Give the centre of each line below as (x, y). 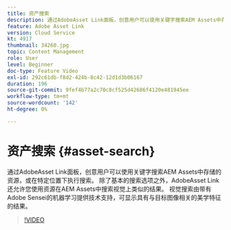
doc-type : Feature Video (43, 71)
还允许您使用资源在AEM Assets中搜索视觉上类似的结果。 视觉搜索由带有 (109, 189)
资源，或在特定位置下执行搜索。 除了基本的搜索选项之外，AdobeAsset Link (113, 180)
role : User (23, 58)
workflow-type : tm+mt (38, 97)
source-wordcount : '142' (43, 103)
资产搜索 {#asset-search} (81, 151)
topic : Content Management (46, 52)
